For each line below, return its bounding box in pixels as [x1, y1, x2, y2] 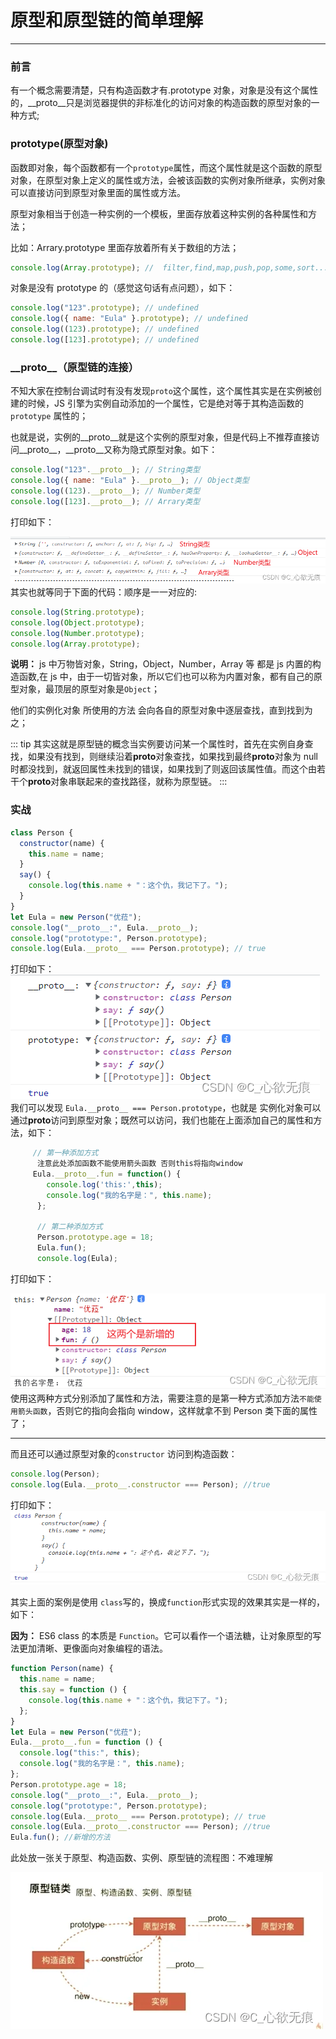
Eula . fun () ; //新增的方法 [10, 1832, 111, 1843]
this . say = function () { [19, 1685, 128, 1695]
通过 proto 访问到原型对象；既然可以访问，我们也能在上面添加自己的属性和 [10, 1114, 314, 1126]
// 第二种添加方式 [36, 1222, 103, 1232]
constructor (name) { [19, 838, 105, 848]
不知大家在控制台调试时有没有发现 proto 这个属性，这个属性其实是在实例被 [10, 385, 313, 397]
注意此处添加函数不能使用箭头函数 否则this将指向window [36, 1159, 243, 1169]
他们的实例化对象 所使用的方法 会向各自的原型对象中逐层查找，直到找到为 [10, 704, 313, 716]
